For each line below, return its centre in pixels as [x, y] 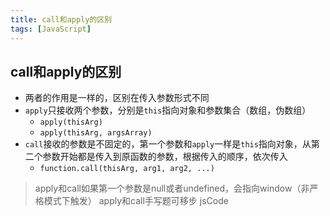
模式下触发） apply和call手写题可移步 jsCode [136, 201]
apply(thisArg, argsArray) [96, 133]
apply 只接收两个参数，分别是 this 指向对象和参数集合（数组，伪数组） [168, 110]
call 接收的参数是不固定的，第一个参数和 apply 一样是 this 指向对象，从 [168, 144]
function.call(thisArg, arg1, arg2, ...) [127, 169]
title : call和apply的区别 [61, 19]
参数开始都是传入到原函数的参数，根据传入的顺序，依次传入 [165, 157]
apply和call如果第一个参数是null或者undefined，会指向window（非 [172, 188]
